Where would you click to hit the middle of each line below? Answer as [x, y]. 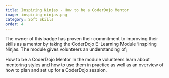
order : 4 [15, 24]
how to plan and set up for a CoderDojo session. [56, 70]
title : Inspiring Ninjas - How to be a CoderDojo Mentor [67, 10]
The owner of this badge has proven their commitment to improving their [82, 39]
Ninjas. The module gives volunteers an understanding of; [66, 49]
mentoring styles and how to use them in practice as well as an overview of [84, 65]
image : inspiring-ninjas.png [36, 15]
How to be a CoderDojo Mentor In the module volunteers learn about [77, 60]
